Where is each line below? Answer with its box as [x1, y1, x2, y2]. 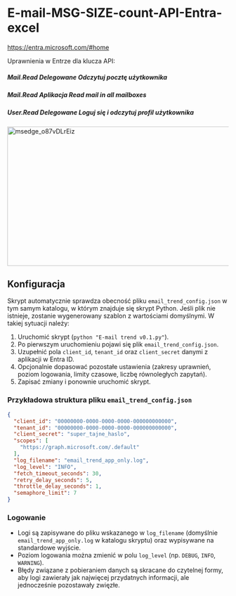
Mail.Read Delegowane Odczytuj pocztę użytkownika [7, 72, 167, 82]
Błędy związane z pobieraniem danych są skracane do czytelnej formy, [17, 566, 223, 574]
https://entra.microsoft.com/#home [7, 43, 110, 51]
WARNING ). [17, 559, 44, 567]
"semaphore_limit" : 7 [13, 490, 77, 497]
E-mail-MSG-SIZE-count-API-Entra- [7, 5, 223, 21]
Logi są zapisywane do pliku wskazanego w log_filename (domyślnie [17, 529, 218, 537]
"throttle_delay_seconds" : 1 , [13, 483, 102, 490]
